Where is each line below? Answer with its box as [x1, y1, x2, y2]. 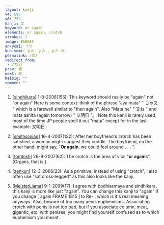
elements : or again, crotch [5, 30, 63, 35]
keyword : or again [5, 26, 43, 31]
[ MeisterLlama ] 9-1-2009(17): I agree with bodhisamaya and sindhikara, [12, 183, 157, 189]
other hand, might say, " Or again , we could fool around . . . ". [12, 144, 136, 150]
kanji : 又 [5, 21, 25, 26]
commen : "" [5, 80, 27, 85]
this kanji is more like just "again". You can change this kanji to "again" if [12, 188, 159, 194]
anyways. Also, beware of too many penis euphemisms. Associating [12, 198, 150, 204]
